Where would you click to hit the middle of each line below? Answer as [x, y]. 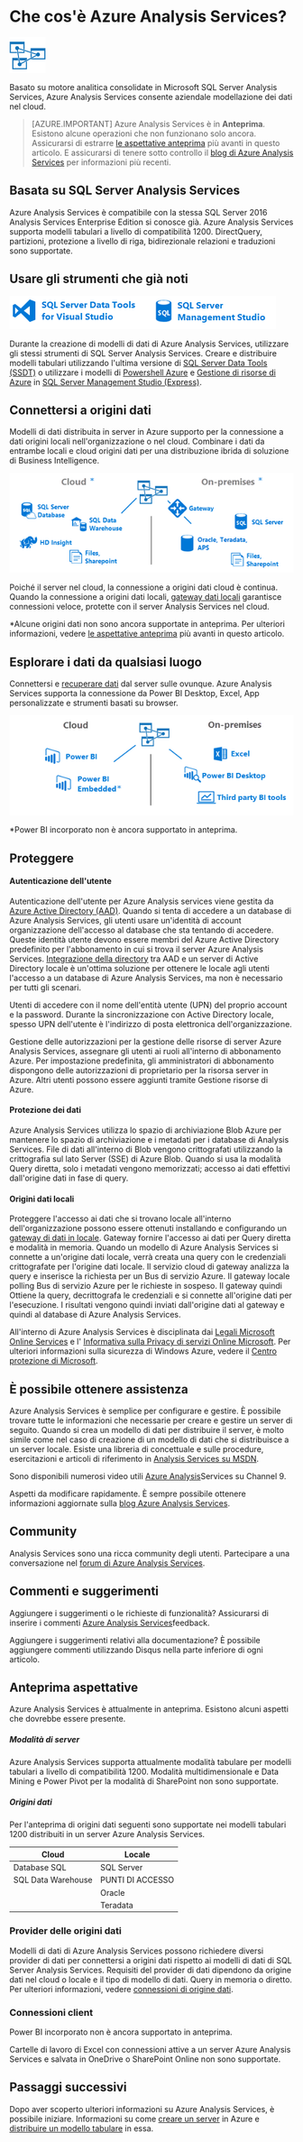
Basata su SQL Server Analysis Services [125, 191]
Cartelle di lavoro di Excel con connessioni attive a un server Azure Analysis [150, 2049]
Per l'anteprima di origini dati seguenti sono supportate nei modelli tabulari [148, 1825]
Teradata [117, 1905]
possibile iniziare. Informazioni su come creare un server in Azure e [134, 2119]
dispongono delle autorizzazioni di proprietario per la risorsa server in [139, 1070]
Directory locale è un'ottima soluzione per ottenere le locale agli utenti [140, 968]
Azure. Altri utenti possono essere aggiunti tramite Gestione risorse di [139, 1080]
